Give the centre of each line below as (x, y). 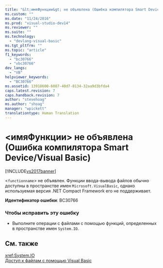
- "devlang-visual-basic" (36, 41)
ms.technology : (20, 37)
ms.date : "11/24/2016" (28, 18)
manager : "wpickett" (26, 109)
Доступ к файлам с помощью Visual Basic (49, 260)
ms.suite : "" (18, 32)
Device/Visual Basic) (48, 158)
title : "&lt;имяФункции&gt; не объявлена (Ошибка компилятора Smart (76, 9)
